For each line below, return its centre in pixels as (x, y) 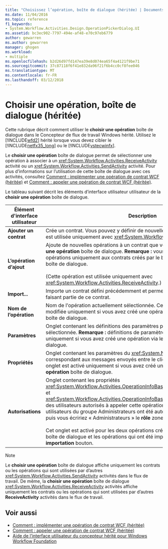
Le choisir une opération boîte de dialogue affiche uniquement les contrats (83, 465)
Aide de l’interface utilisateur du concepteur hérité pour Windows (80, 535)
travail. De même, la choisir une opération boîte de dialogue (67, 481)
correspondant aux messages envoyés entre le (101, 359)
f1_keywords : (19, 24)
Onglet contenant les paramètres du (88, 353)
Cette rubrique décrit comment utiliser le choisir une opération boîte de (79, 129)
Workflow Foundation (34, 541)
